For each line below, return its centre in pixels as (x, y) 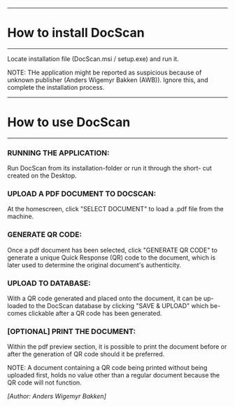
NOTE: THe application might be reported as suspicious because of (105, 72)
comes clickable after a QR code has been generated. (85, 314)
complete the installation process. (56, 87)
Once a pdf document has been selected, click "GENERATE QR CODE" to (113, 250)
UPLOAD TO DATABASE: (49, 283)
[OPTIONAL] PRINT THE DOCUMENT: (72, 331)
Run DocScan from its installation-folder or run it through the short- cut (109, 168)
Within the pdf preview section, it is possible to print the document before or (117, 347)
